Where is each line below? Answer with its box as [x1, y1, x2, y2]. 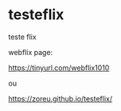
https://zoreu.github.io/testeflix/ [8, 93, 113, 103]
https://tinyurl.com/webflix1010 [8, 62, 110, 73]
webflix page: [8, 47, 53, 57]
